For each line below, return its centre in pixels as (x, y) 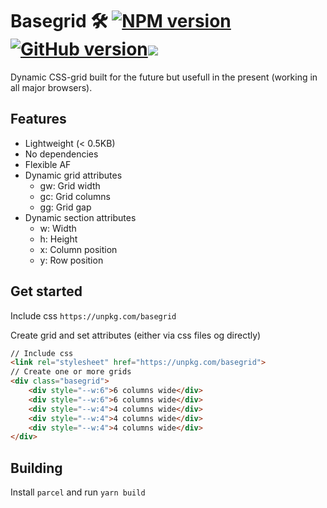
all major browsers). (51, 87)
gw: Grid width (70, 185)
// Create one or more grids (71, 372)
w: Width (58, 228)
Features (38, 119)
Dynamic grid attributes (73, 175)
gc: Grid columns (75, 196)
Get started (46, 291)
